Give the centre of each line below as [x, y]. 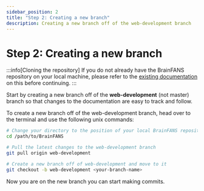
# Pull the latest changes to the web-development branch [81, 148]
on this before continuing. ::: [42, 83]
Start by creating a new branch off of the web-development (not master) [98, 95]
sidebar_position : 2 [32, 12]
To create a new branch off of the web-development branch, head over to [99, 113]
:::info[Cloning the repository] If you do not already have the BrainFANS [95, 70]
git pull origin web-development [49, 153]
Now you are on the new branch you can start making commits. [86, 181]
